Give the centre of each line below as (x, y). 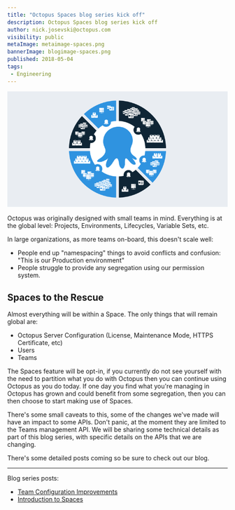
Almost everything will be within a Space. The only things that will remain (113, 314)
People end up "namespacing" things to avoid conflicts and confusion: (119, 253)
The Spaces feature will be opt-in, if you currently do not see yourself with (114, 371)
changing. (22, 445)
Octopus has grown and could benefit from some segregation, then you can (116, 394)
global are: (23, 322)
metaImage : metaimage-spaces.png (56, 45)
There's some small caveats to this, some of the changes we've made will (113, 415)
